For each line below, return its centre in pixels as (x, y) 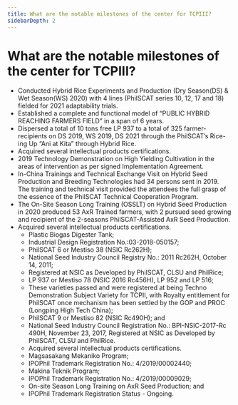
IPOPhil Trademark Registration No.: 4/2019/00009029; (110, 379)
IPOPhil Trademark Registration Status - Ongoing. (101, 394)
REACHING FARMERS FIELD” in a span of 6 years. (91, 121)
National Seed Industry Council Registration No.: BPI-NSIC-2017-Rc (127, 326)
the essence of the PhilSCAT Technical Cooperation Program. (108, 197)
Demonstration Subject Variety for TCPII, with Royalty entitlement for (129, 295)
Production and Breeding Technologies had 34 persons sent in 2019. (118, 182)
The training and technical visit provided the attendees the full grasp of (122, 189)
